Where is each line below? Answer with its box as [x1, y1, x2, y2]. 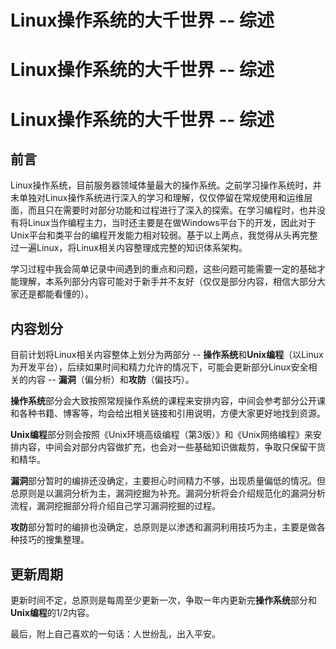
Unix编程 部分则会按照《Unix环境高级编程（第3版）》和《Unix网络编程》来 [10, 429, 313, 441]
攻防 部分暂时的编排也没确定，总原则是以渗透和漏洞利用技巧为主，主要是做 [10, 521, 317, 533]
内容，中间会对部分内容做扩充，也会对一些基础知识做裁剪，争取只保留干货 [18, 441, 326, 453]
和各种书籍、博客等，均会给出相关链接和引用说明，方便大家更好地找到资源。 [10, 407, 326, 420]
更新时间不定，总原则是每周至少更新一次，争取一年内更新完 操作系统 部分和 [10, 594, 317, 606]
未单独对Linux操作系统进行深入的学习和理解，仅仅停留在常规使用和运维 [10, 192, 305, 204]
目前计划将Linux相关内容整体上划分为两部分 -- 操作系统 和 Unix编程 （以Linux [10, 349, 324, 361]
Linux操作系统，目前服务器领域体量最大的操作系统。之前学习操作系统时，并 [10, 179, 322, 191]
